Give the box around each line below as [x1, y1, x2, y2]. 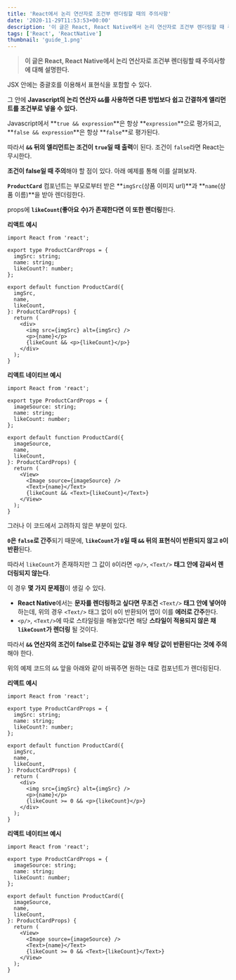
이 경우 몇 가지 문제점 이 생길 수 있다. [7, 584, 106, 592]
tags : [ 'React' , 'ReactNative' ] [7, 30, 102, 37]
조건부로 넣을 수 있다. [20, 104, 78, 113]
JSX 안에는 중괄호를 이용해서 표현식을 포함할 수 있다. [7, 80, 152, 89]
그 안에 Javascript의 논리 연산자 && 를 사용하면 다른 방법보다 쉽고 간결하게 [7, 96, 208, 104]
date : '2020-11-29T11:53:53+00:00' [7, 17, 112, 24]
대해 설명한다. [31, 65, 70, 74]
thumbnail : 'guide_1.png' [7, 37, 83, 44]
